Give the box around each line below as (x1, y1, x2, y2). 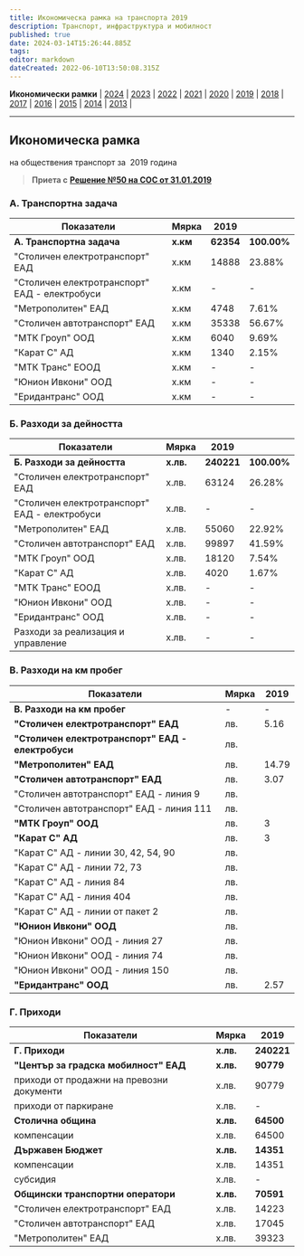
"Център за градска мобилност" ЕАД (14, 1059, 186, 1072)
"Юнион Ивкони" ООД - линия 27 (14, 934, 164, 947)
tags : (9, 47, 30, 56)
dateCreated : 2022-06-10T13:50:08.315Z (9, 64, 160, 73)
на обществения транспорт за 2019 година (9, 156, 178, 167)
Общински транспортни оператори (14, 1187, 176, 1200)
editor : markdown (9, 55, 75, 64)
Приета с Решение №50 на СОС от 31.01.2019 (31, 174, 213, 185)
